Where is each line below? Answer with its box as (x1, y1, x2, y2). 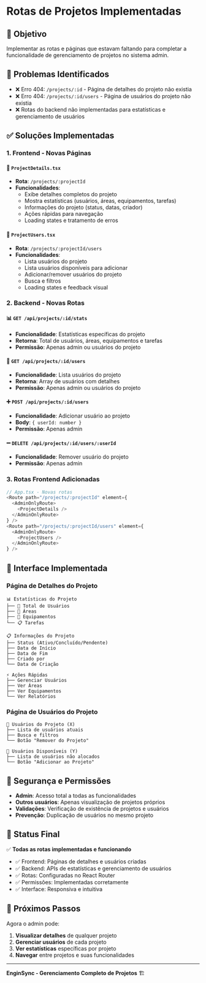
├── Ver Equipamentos (6, 688, 62, 694)
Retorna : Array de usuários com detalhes (15, 377, 120, 384)
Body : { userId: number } (15, 419, 82, 426)
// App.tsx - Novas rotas (6, 489, 72, 495)
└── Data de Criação (6, 661, 59, 667)
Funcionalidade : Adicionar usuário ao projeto (15, 412, 131, 419)
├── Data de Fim (6, 650, 48, 657)
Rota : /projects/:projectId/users (15, 244, 102, 252)
